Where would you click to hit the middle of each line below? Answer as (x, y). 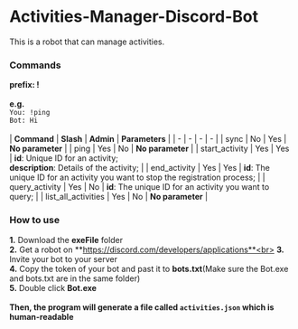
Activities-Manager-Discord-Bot (134, 17)
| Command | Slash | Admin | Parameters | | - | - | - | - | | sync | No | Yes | (148, 139)
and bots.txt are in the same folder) (75, 278)
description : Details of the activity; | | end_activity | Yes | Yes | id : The (140, 168)
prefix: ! (24, 85)
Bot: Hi (24, 121)
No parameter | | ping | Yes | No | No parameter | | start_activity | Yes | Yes (149, 149)
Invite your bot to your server (63, 258)
